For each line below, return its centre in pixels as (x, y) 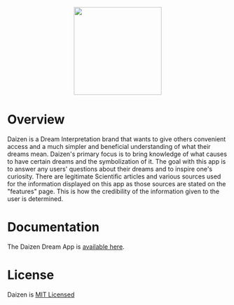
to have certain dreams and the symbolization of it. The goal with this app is (117, 161)
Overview (36, 120)
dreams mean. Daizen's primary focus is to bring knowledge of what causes (117, 154)
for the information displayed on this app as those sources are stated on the (117, 183)
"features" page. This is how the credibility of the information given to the (113, 191)
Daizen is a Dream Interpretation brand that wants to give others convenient (117, 139)
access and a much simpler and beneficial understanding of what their (109, 146)
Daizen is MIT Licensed (41, 294)
